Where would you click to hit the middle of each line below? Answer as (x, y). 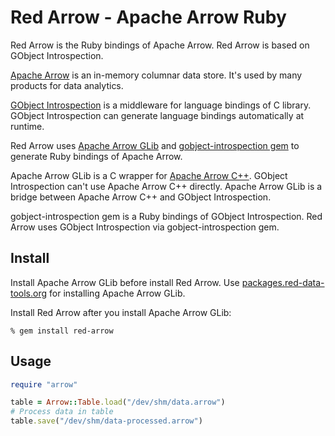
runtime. (27, 126)
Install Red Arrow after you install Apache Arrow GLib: (121, 312)
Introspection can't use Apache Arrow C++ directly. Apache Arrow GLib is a (166, 186)
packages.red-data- (283, 282)
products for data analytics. (67, 85)
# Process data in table (62, 412)
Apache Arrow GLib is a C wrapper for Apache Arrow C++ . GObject (149, 175)
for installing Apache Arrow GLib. (117, 293)
